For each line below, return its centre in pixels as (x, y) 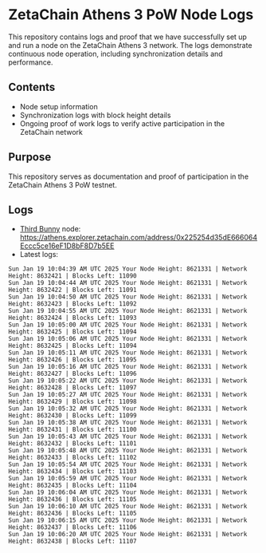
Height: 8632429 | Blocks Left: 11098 (72, 402)
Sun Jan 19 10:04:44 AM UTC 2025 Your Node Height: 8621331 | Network (128, 283)
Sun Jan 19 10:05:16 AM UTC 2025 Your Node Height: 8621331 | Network (128, 367)
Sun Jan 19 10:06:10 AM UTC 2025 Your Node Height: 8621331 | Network (128, 507)
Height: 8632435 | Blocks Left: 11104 (72, 486)
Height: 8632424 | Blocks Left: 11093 (72, 318)
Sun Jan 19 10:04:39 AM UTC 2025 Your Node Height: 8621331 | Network (128, 269)
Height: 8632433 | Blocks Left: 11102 (72, 458)
